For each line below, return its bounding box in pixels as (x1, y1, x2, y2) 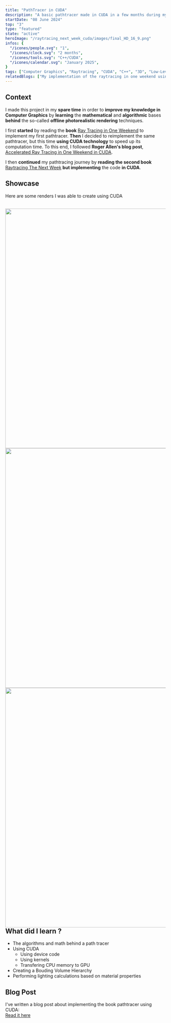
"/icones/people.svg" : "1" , (10, 46, 70, 51)
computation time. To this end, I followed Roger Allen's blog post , (5, 144, 144, 150)
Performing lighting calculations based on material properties (12, 973, 141, 979)
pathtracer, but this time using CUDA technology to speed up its (5, 138, 141, 144)
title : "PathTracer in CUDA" (5, 7, 67, 13)
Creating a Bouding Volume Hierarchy (12, 967, 92, 974)
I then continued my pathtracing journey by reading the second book (5, 159, 152, 165)
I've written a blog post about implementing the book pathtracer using (5, 1002, 152, 1008)
